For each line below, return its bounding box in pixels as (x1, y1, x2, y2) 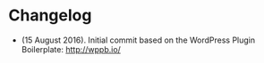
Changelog (8, 5, 92, 26)
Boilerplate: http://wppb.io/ (21, 43, 122, 54)
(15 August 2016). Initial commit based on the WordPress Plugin (21, 35, 256, 45)
